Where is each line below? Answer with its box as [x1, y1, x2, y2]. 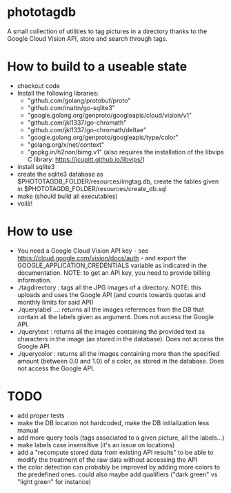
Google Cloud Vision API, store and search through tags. [7, 34, 168, 42]
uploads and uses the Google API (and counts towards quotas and [17, 290, 205, 298]
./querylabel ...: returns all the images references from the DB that [17, 305, 205, 314]
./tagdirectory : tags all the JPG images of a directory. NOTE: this [17, 283, 202, 292]
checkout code [17, 81, 60, 90]
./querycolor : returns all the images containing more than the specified [17, 349, 220, 357]
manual [17, 426, 39, 434]
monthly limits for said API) [17, 298, 94, 306]
